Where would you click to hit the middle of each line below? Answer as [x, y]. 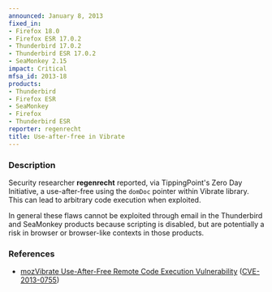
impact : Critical [38, 69]
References [32, 254]
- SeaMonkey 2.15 [38, 62]
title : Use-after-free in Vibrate [67, 136]
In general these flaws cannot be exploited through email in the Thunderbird [136, 215]
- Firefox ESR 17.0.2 [45, 39]
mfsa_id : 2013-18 [38, 76]
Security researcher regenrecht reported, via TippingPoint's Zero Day [125, 182]
